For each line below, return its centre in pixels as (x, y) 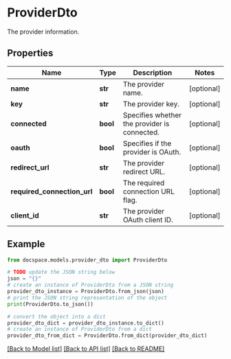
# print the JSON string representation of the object (87, 298)
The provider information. (43, 32)
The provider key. (151, 104)
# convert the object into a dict (57, 316)
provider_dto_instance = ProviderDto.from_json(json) (86, 292)
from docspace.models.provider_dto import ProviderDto (87, 260)
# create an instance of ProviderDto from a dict (80, 329)
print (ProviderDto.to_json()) (51, 304)
